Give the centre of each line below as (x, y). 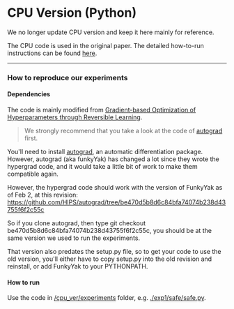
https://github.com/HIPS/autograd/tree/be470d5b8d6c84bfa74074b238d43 (117, 202)
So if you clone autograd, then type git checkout (77, 223)
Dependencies (29, 94)
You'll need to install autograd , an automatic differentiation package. (105, 152)
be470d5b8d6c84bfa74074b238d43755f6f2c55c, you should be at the (110, 231)
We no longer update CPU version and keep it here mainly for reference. (111, 32)
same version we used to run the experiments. (74, 238)
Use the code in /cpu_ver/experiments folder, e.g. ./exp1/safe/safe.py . (107, 298)
